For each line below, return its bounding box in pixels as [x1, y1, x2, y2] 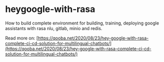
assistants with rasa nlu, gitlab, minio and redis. [5, 25, 103, 31]
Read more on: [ [5, 35, 38, 41]
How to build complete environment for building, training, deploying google [5, 20, 160, 26]
